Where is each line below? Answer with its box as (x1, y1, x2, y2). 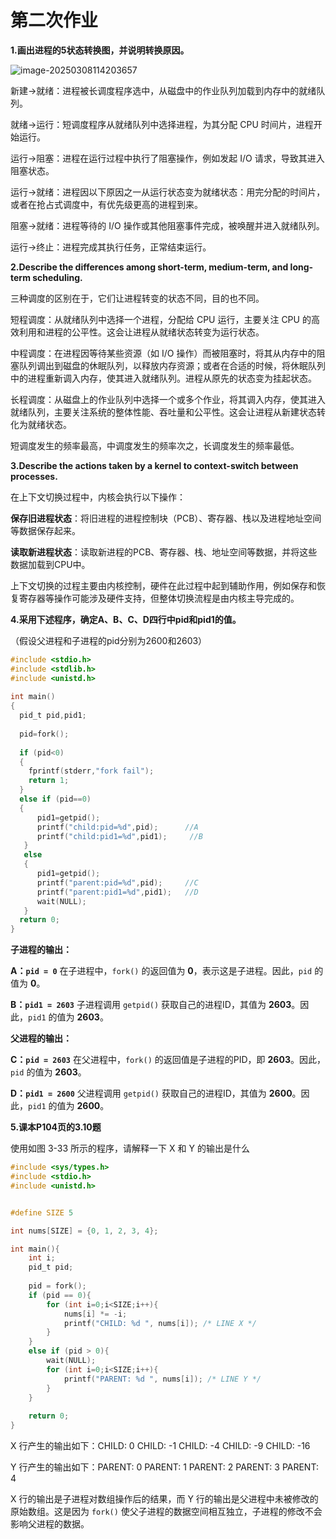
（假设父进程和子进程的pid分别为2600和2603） (10, 634, 208, 646)
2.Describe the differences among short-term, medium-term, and (10, 261, 289, 273)
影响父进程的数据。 (10, 1518, 90, 1530)
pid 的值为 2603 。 (10, 1066, 87, 1078)
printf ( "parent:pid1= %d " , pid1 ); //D (36, 887, 199, 897)
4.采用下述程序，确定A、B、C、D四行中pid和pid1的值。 (10, 613, 242, 625)
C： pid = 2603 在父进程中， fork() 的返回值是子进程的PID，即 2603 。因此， (10, 1054, 326, 1066)
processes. (10, 470, 58, 482)
